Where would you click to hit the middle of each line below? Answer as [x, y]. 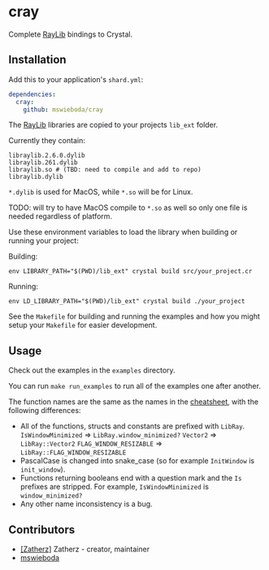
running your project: [43, 241]
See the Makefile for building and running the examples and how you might [134, 316]
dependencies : [33, 94]
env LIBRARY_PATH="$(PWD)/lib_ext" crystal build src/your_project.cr [130, 272]
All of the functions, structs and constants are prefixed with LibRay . [132, 426]
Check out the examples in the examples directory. [92, 370]
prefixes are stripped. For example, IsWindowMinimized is [115, 487]
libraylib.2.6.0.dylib [47, 156]
